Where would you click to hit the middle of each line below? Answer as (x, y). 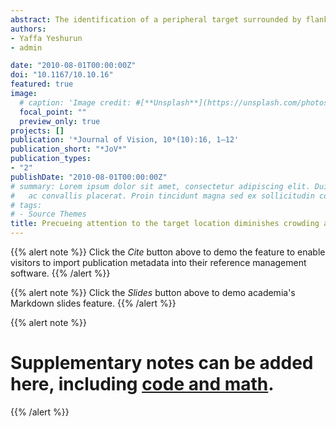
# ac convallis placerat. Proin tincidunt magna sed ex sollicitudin (162, 196)
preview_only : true (60, 121)
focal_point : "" (53, 112)
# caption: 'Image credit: (75, 102)
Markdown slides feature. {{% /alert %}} (93, 303)
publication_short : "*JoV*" (69, 149)
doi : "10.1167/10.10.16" (62, 75)
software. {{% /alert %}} (60, 273)
